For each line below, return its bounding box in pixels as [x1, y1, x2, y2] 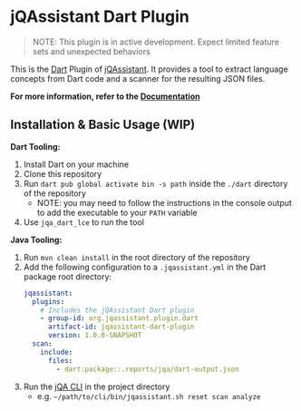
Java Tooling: [10, 234, 63, 245]
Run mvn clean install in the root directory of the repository [23, 251, 250, 262]
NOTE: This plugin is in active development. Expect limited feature [32, 36, 280, 47]
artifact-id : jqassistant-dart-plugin [47, 322, 195, 332]
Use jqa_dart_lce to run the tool [23, 216, 144, 228]
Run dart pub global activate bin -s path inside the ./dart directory [23, 178, 288, 189]
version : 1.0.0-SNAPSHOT [47, 331, 142, 340]
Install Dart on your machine [23, 159, 130, 170]
